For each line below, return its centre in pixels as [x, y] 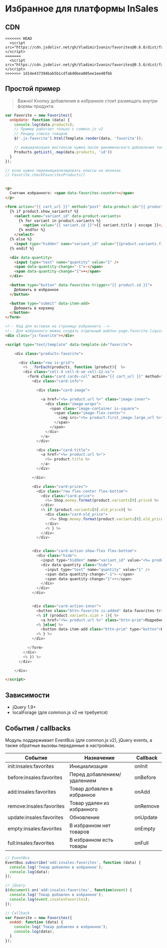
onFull [142, 843]
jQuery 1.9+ [24, 707]
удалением [83, 780]
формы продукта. [36, 106]
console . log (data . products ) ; [44, 125]
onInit [141, 766]
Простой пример [33, 89]
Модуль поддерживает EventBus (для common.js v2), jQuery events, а [79, 740]
